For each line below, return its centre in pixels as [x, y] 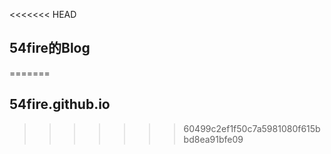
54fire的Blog [50, 48]
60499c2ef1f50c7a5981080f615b [252, 128]
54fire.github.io [60, 104]
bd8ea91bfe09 [213, 139]
